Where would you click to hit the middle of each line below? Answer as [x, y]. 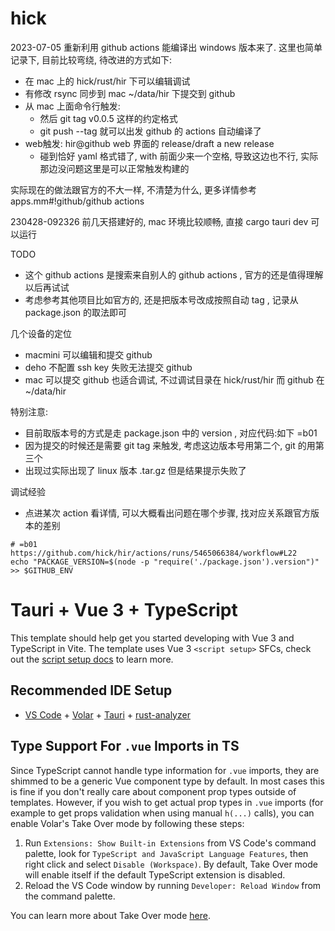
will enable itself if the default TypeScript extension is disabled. [155, 874]
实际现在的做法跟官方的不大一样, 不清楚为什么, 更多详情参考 [133, 189]
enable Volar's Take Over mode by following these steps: [127, 823]
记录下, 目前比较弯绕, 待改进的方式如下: [91, 59]
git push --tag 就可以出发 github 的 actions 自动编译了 [150, 131]
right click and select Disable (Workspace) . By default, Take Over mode [171, 864]
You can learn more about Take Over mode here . [110, 915]
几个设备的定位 [41, 333]
